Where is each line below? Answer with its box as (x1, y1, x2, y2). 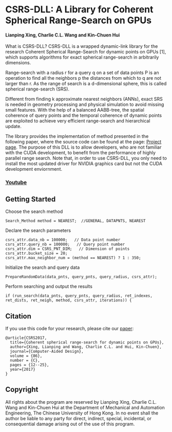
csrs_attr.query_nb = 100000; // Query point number (5, 242, 125, 247)
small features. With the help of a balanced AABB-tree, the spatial (5, 107, 145, 113)
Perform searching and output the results (5, 283, 92, 290)
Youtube (5, 179, 27, 186)
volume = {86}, (10, 353, 43, 358)
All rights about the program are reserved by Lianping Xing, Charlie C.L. (5, 399, 157, 405)
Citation (5, 312, 32, 320)
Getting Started (5, 194, 56, 204)
